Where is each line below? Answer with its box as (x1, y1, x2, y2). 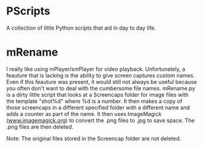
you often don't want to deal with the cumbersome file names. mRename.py (6, 85, 196, 92)
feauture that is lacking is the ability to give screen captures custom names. (6, 71, 195, 79)
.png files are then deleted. (6, 123, 74, 130)
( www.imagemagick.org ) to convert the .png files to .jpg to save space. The (6, 117, 195, 124)
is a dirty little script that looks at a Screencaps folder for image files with (6, 91, 189, 98)
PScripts (6, 4, 50, 18)
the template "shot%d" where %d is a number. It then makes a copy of (6, 97, 183, 105)
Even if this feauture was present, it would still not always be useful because (6, 78, 197, 85)
